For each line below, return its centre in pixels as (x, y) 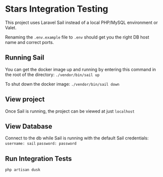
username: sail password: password (41, 144)
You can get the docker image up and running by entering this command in (81, 69)
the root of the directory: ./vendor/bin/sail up (52, 75)
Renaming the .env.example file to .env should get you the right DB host (77, 37)
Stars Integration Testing (57, 9)
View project (25, 99)
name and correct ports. (30, 42)
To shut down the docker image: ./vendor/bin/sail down (62, 84)
